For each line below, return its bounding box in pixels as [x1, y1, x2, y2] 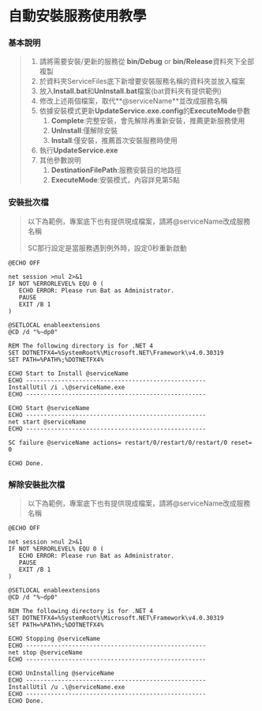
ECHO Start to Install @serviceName [8, 369, 129, 378]
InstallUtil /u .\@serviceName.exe [8, 683, 125, 691]
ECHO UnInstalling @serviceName [8, 669, 114, 678]
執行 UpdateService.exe [39, 145, 118, 155]
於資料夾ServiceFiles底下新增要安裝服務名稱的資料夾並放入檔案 [39, 77, 246, 86]
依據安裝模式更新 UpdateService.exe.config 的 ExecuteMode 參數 [39, 106, 251, 115]
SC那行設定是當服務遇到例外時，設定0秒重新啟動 [27, 243, 187, 253]
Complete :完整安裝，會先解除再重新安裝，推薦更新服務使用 [51, 116, 245, 126]
